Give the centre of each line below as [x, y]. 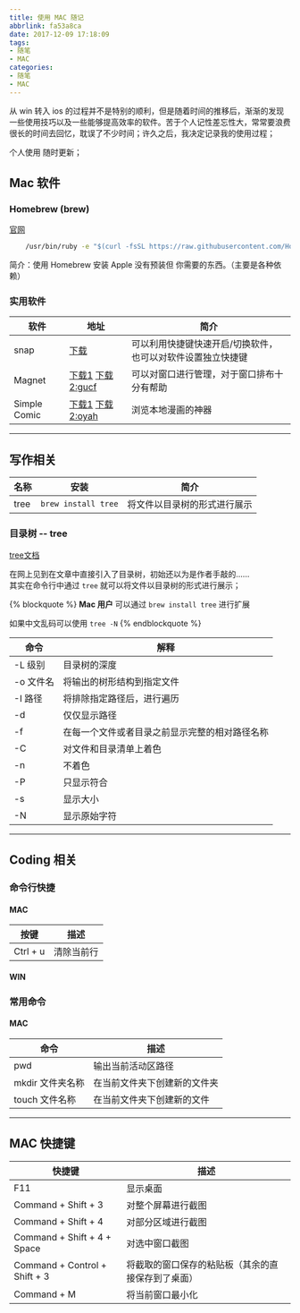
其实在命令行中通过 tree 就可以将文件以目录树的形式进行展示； [125, 585]
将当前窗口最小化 [162, 1294]
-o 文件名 [34, 681]
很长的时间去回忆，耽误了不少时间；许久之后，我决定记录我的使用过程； [142, 133]
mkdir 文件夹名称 [49, 1082]
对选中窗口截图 [158, 1243]
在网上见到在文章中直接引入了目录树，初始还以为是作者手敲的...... [129, 574]
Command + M [45, 1294]
